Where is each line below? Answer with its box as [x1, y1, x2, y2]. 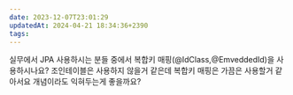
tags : [9, 29, 29, 38]
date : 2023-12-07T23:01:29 [9, 12, 109, 22]
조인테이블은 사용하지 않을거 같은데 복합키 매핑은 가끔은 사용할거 [50, 65, 274, 76]
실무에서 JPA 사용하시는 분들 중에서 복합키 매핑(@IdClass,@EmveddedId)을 [9, 55, 275, 65]
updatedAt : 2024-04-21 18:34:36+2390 [9, 21, 149, 30]
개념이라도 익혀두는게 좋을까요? [32, 77, 142, 87]
